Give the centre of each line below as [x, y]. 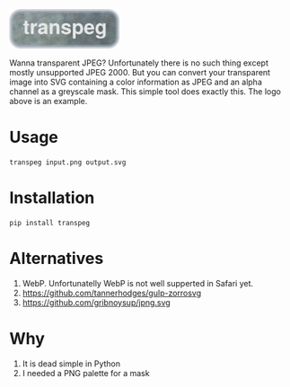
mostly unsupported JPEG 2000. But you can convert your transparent [140, 73]
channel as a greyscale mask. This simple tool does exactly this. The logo [145, 92]
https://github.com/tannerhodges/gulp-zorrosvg [112, 293]
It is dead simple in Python [71, 364]
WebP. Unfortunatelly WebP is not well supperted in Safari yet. [138, 283]
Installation [52, 198]
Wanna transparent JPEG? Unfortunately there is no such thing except [139, 63]
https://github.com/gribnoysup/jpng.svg [96, 302]
